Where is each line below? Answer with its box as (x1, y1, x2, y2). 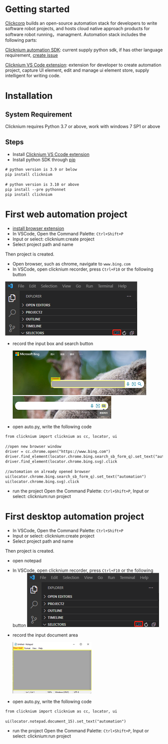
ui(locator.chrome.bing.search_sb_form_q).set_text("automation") (5, 474, 146, 479)
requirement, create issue (5, 52, 58, 58)
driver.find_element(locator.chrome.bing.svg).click (5, 459, 117, 464)
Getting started (5, 4, 70, 15)
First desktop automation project (5, 511, 144, 522)
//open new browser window (5, 444, 61, 449)
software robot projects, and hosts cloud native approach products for (5, 25, 150, 31)
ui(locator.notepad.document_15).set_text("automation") (5, 719, 126, 724)
